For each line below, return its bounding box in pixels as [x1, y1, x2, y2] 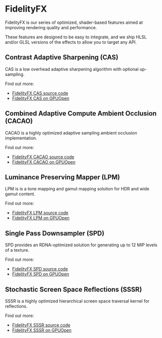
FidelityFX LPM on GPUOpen [12, 215, 70, 221]
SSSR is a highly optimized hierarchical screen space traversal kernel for [5, 298, 150, 304]
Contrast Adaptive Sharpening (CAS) [5, 53, 118, 62]
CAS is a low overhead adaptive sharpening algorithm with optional [5, 66, 139, 72]
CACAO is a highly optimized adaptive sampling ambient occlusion [5, 130, 137, 135]
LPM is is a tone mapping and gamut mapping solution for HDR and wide [5, 186, 150, 192]
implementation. [5, 135, 37, 141]
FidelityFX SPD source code [12, 266, 68, 272]
